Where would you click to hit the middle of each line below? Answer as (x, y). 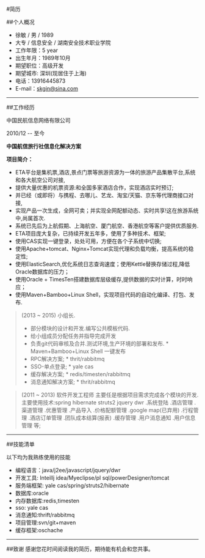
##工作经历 (20, 107)
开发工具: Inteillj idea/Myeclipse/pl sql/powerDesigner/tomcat (92, 478)
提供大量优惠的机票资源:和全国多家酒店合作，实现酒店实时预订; (94, 188)
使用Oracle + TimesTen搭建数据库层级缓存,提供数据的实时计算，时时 (101, 279)
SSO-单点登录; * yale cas (62, 366)
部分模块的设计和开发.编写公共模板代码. (80, 328)
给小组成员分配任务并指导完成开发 (73, 336)
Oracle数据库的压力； (42, 272)
